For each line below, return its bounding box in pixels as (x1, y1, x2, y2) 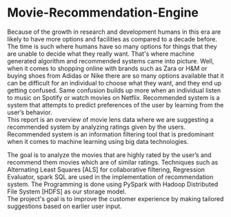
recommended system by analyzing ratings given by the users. (7, 123, 186, 131)
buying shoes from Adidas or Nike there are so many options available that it (7, 71, 224, 80)
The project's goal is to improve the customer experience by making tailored (7, 194, 224, 203)
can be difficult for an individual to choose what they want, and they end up (7, 79, 222, 87)
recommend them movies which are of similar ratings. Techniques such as (7, 158, 219, 166)
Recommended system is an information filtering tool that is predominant (7, 130, 214, 138)
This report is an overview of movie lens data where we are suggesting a (7, 115, 214, 123)
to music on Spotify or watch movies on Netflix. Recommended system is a (7, 93, 220, 101)
